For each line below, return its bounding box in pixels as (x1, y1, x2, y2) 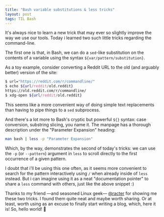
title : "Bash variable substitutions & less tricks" (5, 7, 115, 12)
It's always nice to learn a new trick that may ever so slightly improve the (5, 30, 152, 36)
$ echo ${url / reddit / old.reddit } (5, 84, 73, 89)
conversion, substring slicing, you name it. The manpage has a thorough (5, 121, 151, 128)
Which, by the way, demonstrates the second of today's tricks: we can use (5, 145, 156, 151)
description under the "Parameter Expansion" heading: (5, 127, 116, 133)
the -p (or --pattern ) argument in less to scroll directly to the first (5, 150, 138, 156)
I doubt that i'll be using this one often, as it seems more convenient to (5, 165, 147, 171)
